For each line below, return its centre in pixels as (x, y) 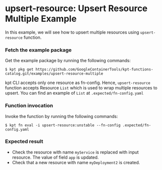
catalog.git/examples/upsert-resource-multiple (54, 74)
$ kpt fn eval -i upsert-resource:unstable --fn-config (63, 125)
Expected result (24, 141)
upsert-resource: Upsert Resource (76, 8)
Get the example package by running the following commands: (68, 61)
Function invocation (29, 106)
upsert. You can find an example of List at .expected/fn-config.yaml (74, 93)
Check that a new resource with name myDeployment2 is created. (76, 162)
